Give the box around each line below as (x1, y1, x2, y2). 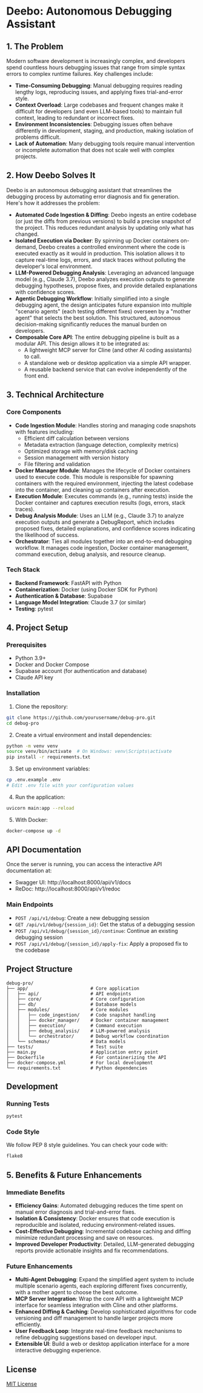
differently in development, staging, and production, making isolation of (15, 127, 194, 134)
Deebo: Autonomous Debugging (6, 4, 173, 18)
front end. (24, 372, 50, 379)
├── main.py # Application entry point (6, 1049, 159, 1055)
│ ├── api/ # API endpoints (6, 990, 131, 997)
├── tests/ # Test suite (6, 1044, 123, 1050)
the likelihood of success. (15, 531, 79, 538)
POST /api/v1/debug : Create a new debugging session (15, 914, 150, 921)
